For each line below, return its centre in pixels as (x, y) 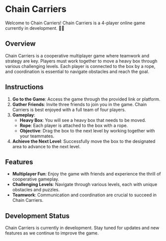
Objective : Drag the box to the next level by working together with (87, 130)
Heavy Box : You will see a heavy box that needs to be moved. (83, 120)
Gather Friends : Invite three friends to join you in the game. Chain (80, 104)
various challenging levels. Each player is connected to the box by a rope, (80, 66)
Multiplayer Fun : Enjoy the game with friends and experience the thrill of (86, 174)
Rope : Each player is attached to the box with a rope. (74, 125)
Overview (21, 44)
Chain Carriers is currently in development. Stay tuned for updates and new (82, 228)
